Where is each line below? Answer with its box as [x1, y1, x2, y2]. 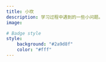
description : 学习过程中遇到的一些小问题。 [6, 14, 103, 20]
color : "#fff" [17, 47, 52, 53]
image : [6, 19, 23, 25]
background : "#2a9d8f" [17, 41, 73, 47]
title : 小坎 [6, 8, 34, 15]
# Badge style [6, 30, 42, 36]
